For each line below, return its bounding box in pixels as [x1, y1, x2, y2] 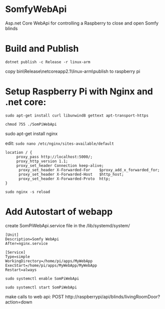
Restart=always [5, 267, 37, 272]
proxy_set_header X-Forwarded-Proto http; [18, 176, 111, 181]
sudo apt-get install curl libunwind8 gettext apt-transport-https [5, 113, 149, 118]
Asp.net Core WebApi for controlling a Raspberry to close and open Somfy [5, 20, 159, 26]
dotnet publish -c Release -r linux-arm [5, 59, 91, 65]
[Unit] [5, 232, 19, 237]
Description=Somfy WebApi [5, 236, 59, 241]
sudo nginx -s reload [5, 189, 50, 194]
